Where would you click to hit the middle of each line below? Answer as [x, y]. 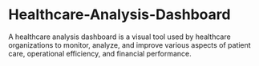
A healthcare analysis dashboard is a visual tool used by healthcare [119, 37]
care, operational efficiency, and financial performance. [100, 53]
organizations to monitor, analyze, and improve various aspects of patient [129, 45]
